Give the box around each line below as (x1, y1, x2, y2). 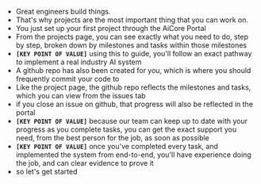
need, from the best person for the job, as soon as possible (15, 133, 210, 142)
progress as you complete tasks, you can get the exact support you (15, 125, 236, 134)
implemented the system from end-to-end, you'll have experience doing (15, 150, 251, 159)
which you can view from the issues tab (15, 91, 146, 100)
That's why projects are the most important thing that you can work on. (15, 15, 248, 25)
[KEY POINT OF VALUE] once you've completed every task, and (15, 142, 218, 151)
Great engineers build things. (15, 7, 111, 16)
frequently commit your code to (15, 75, 120, 83)
